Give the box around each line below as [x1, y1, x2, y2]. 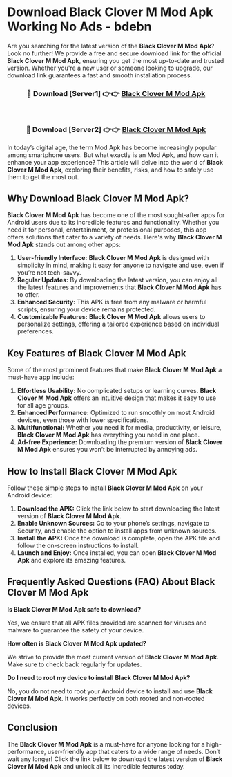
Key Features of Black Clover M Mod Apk [7, 347, 186, 359]
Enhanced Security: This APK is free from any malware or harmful [17, 298, 207, 307]
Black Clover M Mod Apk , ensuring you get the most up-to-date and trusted [7, 56, 224, 64]
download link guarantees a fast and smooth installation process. [7, 71, 192, 80]
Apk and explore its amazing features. [17, 556, 126, 564]
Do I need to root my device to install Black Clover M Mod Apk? [7, 673, 191, 682]
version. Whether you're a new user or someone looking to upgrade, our [7, 64, 213, 72]
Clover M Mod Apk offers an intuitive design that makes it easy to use [17, 394, 216, 402]
